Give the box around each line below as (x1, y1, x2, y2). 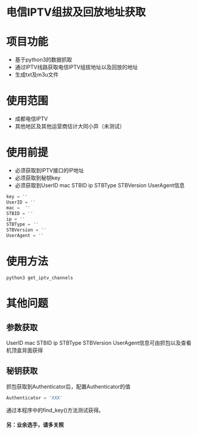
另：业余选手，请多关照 (6, 421, 64, 429)
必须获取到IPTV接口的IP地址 (14, 167, 84, 174)
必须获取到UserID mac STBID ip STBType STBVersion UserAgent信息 (14, 182, 185, 189)
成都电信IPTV (14, 115, 48, 123)
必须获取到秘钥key (14, 174, 61, 181)
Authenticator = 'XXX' (6, 394, 63, 401)
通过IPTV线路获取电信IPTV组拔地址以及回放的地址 (14, 63, 138, 71)
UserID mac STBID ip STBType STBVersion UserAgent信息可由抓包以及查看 (6, 339, 192, 346)
